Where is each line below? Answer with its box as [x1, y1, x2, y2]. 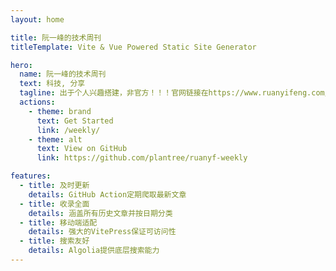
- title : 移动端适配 [19, 217, 98, 228]
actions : [19, 97, 56, 107]
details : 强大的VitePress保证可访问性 [28, 227, 177, 237]
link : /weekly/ [36, 125, 101, 135]
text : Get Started [36, 116, 114, 126]
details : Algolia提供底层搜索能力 [28, 246, 160, 256]
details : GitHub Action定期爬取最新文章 [28, 189, 187, 200]
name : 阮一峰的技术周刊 [19, 69, 107, 80]
